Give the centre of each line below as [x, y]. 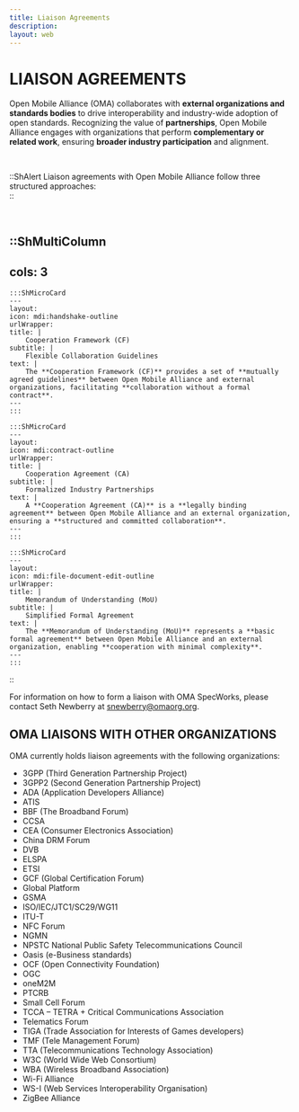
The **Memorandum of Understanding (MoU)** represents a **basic [150, 631]
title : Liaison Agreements [60, 18]
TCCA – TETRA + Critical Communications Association [123, 1012]
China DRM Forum [56, 841]
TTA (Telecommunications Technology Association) [118, 1050]
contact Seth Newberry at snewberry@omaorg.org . [105, 706]
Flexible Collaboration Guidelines [92, 356]
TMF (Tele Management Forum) [81, 1041]
